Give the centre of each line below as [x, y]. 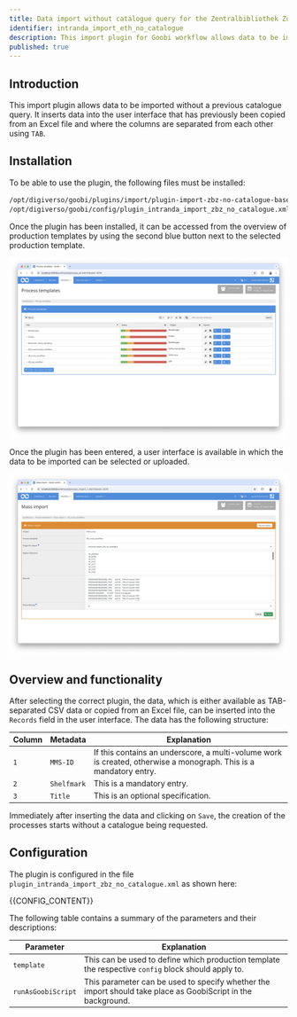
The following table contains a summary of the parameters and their [133, 918]
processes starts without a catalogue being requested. [109, 825]
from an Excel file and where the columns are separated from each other [141, 124]
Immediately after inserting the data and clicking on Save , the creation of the [147, 815]
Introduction [44, 84]
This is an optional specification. [152, 796]
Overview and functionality [86, 680]
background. [107, 1000]
